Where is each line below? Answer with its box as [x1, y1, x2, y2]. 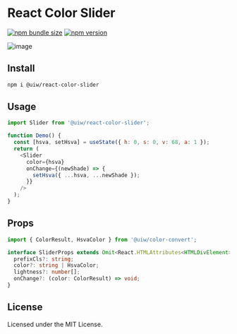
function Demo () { [7, 132, 61, 139]
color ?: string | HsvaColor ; [13, 262, 99, 269]
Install [7, 62, 35, 75]
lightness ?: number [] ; [13, 268, 80, 276]
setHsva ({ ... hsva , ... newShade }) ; [32, 172, 140, 179]
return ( [13, 145, 39, 153]
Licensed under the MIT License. [7, 320, 103, 328]
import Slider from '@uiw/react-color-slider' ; [7, 119, 150, 126]
